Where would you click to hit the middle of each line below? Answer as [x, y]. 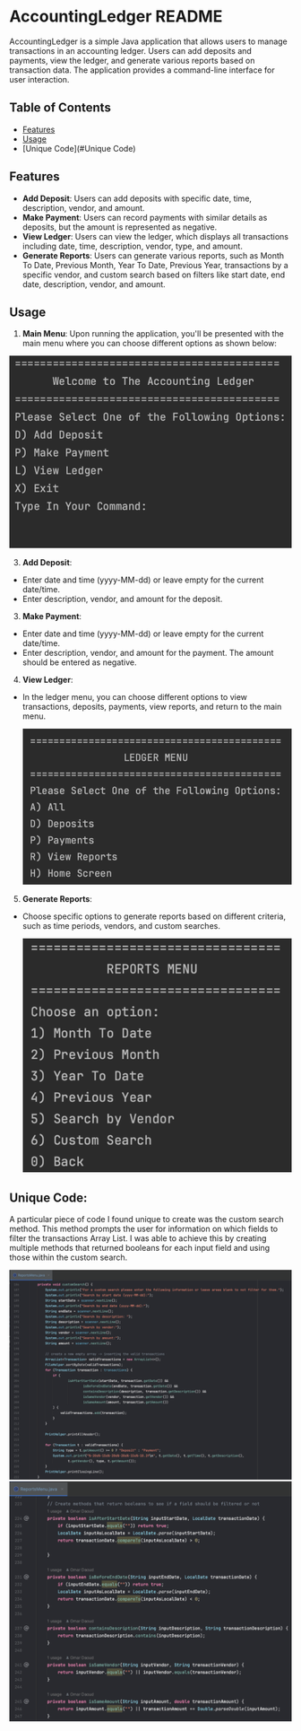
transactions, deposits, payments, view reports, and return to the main [152, 706]
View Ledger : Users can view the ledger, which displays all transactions [155, 236]
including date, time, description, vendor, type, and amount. [133, 246]
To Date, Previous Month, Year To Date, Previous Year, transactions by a [155, 265]
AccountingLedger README [116, 17]
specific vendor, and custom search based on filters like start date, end [154, 275]
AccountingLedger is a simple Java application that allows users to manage [149, 41]
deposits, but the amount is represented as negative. [120, 227]
